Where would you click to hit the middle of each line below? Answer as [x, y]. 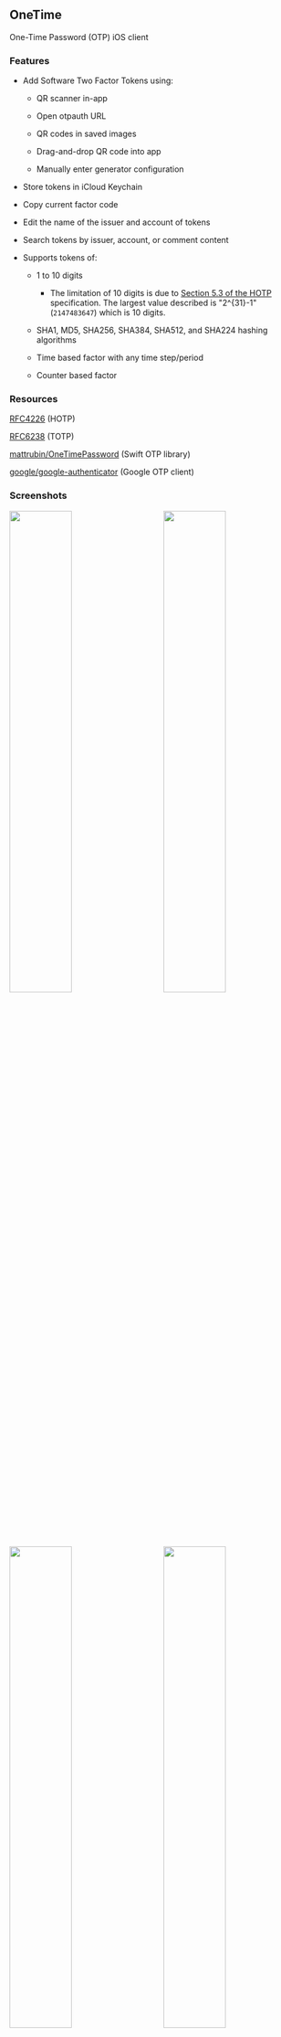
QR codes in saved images [86, 134]
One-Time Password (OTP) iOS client [79, 37]
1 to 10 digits [60, 276]
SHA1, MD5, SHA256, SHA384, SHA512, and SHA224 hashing [152, 330]
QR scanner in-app [72, 99]
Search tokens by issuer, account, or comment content [126, 240]
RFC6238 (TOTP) [42, 437]
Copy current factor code [70, 205]
